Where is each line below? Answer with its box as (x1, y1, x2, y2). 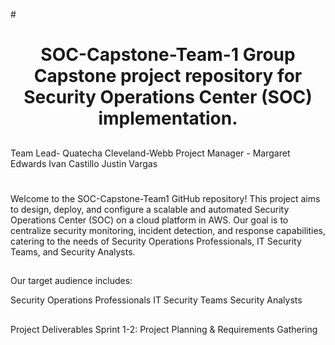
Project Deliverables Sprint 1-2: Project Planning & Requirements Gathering (10, 323, 318, 335)
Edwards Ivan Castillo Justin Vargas (10, 157, 158, 169)
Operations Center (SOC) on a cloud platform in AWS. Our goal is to (10, 214, 289, 226)
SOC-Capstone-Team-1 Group (40, 44, 296, 66)
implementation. (98, 107, 238, 130)
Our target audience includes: (10, 275, 133, 287)
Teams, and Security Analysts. (10, 245, 136, 258)
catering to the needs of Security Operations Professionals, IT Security (10, 235, 302, 247)
